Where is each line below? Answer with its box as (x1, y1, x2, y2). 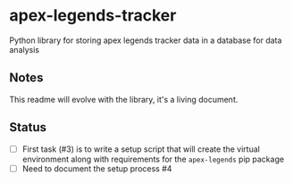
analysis (9, 44, 40, 54)
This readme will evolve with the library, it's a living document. (9, 94, 239, 104)
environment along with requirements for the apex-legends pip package (21, 154, 284, 164)
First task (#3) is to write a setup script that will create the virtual (21, 144, 261, 154)
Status (9, 120, 47, 135)
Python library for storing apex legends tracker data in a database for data (9, 35, 282, 46)
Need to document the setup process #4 (21, 162, 172, 174)
